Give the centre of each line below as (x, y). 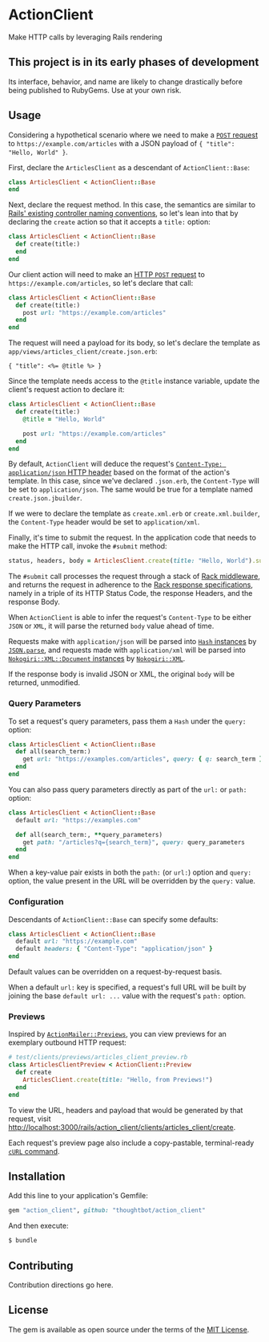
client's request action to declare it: (66, 390)
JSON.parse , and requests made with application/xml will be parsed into (127, 650)
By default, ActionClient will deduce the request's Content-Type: (115, 464)
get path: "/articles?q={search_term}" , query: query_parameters (134, 842)
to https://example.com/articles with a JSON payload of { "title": (122, 143)
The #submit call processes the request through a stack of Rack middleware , (134, 577)
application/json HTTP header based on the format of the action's (119, 472)
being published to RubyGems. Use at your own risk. (95, 90)
